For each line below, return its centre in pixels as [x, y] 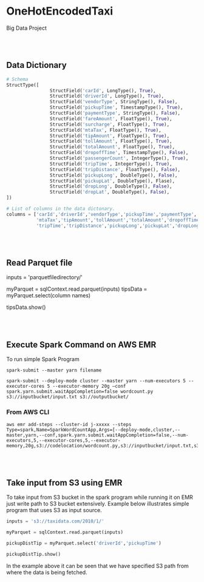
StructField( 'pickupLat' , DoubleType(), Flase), [112, 181]
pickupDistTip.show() [34, 554]
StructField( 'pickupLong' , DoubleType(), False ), [114, 175]
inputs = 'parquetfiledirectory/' [45, 277]
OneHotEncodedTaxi [60, 11]
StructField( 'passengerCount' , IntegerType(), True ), [119, 158]
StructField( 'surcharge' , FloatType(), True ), [110, 124]
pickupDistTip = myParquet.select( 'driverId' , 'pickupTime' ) [84, 543]
